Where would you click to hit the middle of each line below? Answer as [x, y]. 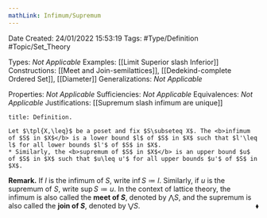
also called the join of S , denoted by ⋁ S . [74, 205]
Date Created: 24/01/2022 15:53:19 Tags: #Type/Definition [103, 38]
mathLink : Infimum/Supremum [55, 15]
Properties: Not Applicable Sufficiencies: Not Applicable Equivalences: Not [130, 94]
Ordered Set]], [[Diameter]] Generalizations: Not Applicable [105, 78]
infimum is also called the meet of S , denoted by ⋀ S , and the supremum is [130, 197]
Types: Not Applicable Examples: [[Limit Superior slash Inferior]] [114, 62]
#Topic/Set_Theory [39, 46]
